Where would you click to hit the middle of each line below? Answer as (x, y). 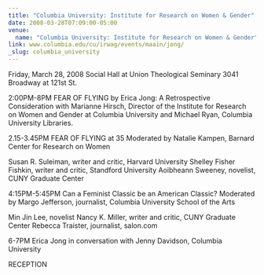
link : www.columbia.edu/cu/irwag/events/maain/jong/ (96, 45)
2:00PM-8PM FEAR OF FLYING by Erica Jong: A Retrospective (109, 98)
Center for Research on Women (59, 147)
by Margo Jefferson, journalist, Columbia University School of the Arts (122, 202)
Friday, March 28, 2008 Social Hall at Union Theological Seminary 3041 (123, 74)
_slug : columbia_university (54, 52)
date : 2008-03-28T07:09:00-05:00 (63, 23)
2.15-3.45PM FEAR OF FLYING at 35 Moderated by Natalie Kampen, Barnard (131, 138)
